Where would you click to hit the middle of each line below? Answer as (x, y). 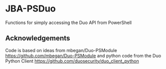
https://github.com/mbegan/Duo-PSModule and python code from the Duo (83, 55)
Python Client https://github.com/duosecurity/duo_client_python (72, 61)
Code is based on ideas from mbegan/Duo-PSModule (61, 50)
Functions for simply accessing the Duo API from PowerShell (69, 22)
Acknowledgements (38, 38)
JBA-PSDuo (31, 9)
